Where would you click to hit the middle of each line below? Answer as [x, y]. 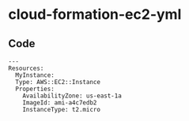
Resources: [26, 68]
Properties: [35, 89]
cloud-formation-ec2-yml [95, 15]
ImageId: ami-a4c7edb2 [60, 103]
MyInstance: [35, 75]
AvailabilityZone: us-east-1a [72, 96]
